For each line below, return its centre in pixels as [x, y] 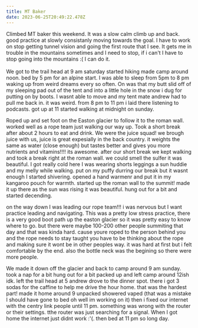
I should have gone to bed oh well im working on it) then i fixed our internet [97, 299]
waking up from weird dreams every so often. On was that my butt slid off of [99, 84]
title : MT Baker [26, 11]
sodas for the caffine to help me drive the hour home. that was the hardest [96, 287]
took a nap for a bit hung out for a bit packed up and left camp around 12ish [98, 274]
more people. [22, 257]
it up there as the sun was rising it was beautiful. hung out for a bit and [92, 189]
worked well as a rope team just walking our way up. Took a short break [93, 127]
